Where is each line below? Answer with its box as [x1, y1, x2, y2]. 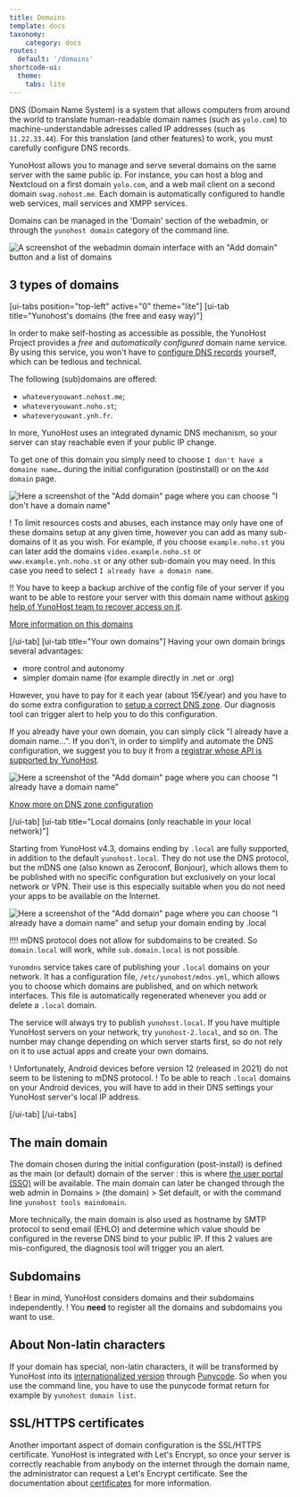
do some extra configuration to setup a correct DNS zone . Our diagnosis [9, 699, 276, 710]
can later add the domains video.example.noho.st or [9, 546, 202, 557]
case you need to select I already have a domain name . [9, 565, 214, 576]
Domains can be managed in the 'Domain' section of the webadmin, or [9, 215, 269, 226]
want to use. [9, 1312, 55, 1322]
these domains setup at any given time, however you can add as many [9, 527, 269, 538]
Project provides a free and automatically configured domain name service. [9, 338, 287, 348]
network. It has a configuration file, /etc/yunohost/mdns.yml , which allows [9, 971, 280, 982]
